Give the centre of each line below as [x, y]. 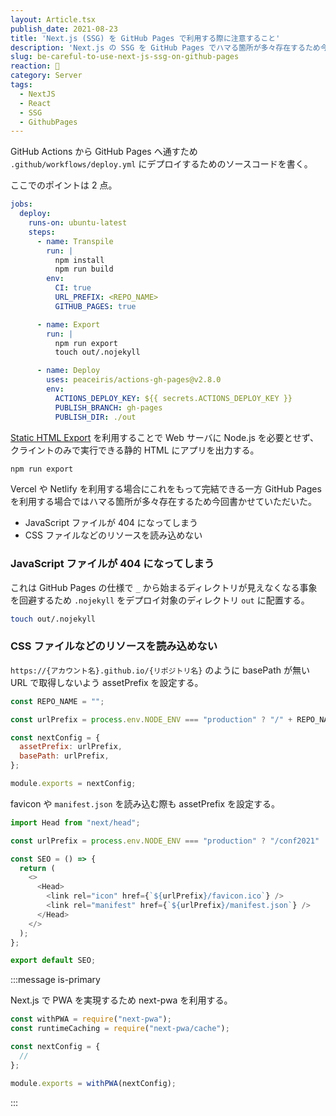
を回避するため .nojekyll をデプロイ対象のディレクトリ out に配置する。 [160, 600]
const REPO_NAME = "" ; [57, 701]
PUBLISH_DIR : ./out [95, 417]
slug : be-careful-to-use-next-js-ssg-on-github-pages [125, 57]
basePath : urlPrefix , [64, 756]
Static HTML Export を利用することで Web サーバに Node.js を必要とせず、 [164, 437]
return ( [37, 868]
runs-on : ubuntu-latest [78, 223]
